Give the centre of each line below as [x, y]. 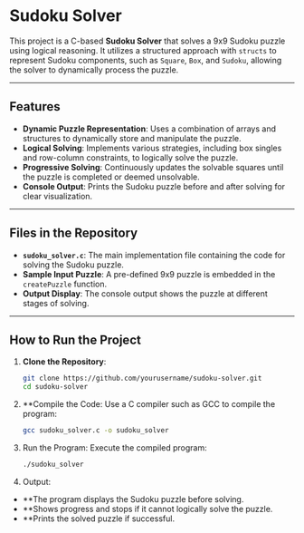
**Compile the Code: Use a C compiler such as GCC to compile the [149, 404]
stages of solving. [56, 303]
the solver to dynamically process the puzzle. [94, 70]
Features [35, 107]
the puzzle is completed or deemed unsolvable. [111, 177]
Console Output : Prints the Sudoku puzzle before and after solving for [154, 186]
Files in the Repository [74, 233]
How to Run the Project [76, 339]
